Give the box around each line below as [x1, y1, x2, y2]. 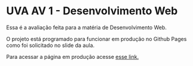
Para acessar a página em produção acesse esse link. [6, 53, 139, 60]
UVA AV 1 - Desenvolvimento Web [6, 4, 178, 18]
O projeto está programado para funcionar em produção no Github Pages [6, 35, 187, 42]
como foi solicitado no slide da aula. [6, 42, 95, 49]
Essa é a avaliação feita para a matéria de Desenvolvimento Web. [6, 24, 167, 31]
